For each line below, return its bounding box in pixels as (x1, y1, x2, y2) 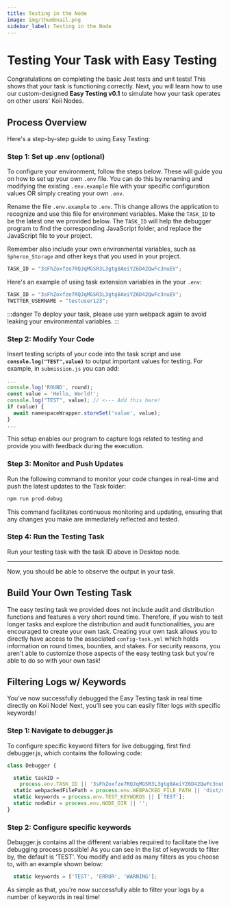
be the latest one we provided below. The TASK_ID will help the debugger (7, 217, 212, 225)
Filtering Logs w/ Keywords (7, 676, 127, 688)
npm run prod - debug (7, 495, 63, 502)
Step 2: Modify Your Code (7, 334, 94, 343)
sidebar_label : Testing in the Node (7, 23, 112, 29)
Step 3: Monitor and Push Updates (7, 459, 124, 469)
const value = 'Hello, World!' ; (7, 391, 99, 397)
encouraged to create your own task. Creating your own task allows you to (7, 627, 218, 635)
